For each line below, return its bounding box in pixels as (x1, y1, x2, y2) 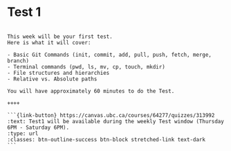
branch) (7, 57, 30, 64)
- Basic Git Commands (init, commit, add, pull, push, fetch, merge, (7, 51, 212, 58)
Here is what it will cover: (7, 39, 91, 46)
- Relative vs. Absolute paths (7, 75, 98, 82)
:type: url (7, 130, 39, 137)
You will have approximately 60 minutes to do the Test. (7, 87, 175, 94)
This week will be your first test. (7, 33, 113, 40)
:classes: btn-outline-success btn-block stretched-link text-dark (7, 136, 206, 143)
